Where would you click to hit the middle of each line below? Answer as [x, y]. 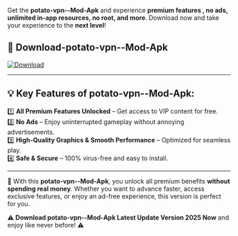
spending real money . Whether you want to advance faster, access [106, 189]
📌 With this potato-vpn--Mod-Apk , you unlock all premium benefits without [119, 181]
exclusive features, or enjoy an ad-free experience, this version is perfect [114, 196]
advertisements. [31, 132]
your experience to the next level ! [57, 25]
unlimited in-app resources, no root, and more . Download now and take [113, 18]
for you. [19, 203]
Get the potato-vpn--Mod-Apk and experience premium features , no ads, [118, 10]
